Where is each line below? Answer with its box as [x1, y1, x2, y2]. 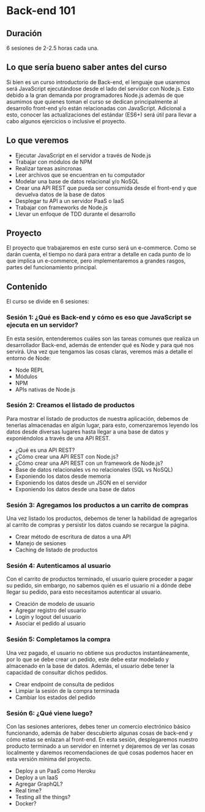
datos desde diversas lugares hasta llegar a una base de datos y [6, 427, 169, 435]
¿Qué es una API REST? [15, 446, 75, 454]
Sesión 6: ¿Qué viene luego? [6, 709, 93, 718]
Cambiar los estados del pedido [15, 694, 96, 701]
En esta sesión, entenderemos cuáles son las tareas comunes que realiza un [6, 335, 199, 342]
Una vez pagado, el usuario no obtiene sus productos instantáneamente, [6, 649, 190, 656]
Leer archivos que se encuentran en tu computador [15, 171, 146, 178]
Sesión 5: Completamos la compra [6, 635, 111, 644]
